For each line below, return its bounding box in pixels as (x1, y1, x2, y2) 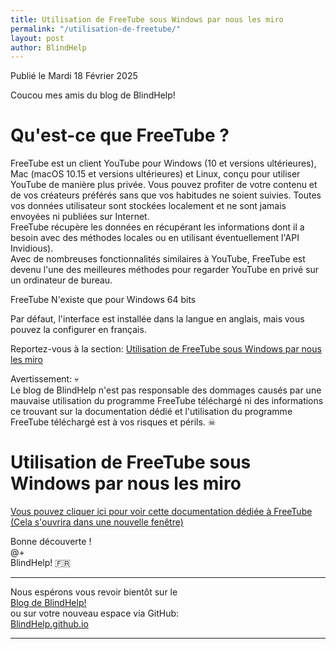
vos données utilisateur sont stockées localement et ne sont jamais (10, 200, 287, 212)
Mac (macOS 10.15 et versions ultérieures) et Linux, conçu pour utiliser (10, 168, 301, 180)
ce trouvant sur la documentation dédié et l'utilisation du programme (10, 406, 293, 418)
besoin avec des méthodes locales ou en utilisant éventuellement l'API (10, 232, 300, 244)
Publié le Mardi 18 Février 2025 (10, 70, 138, 82)
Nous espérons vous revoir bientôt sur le (10, 586, 178, 598)
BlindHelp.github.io (10, 618, 89, 630)
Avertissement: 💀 (10, 373, 80, 385)
